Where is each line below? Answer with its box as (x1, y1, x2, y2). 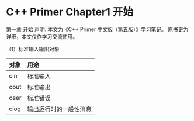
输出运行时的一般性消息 (27, 105, 92, 113)
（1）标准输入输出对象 (6, 45, 60, 53)
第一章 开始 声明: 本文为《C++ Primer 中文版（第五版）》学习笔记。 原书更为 (6, 26, 189, 33)
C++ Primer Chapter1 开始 (6, 5, 133, 19)
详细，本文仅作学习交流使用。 (6, 33, 78, 40)
